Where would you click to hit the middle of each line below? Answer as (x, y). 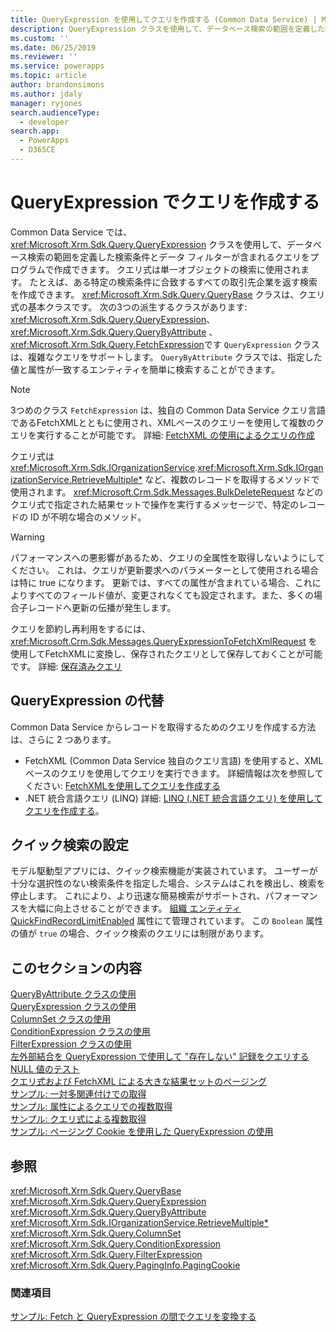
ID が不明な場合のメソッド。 (88, 517)
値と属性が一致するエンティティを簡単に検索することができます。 (145, 369)
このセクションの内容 (76, 967)
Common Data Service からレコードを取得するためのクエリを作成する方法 (163, 727)
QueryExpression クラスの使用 (73, 1007)
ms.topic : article (48, 76)
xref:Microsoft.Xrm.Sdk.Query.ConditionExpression (116, 1244)
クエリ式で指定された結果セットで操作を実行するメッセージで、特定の (155, 504)
